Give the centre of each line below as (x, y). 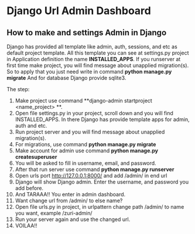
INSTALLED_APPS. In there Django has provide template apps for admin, (102, 119)
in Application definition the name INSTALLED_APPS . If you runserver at (94, 59)
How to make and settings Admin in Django (87, 33)
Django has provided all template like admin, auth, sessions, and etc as (92, 46)
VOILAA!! (26, 225)
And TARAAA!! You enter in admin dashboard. (70, 194)
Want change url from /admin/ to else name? (69, 200)
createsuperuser (36, 157)
